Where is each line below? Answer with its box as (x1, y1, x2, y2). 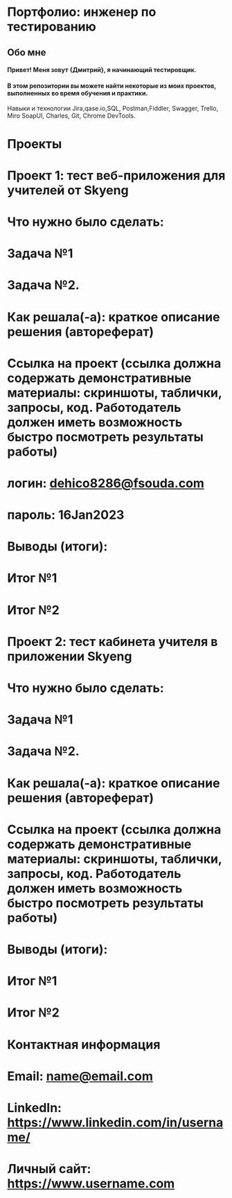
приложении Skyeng (7, 648, 132, 664)
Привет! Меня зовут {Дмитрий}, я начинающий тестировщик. (7, 66, 197, 74)
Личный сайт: (7, 1161, 91, 1177)
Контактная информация (7, 1037, 161, 1053)
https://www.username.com (7, 1176, 175, 1192)
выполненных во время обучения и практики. (7, 89, 148, 97)
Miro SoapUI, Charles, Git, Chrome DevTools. (7, 111, 136, 120)
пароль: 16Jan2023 (7, 507, 125, 523)
